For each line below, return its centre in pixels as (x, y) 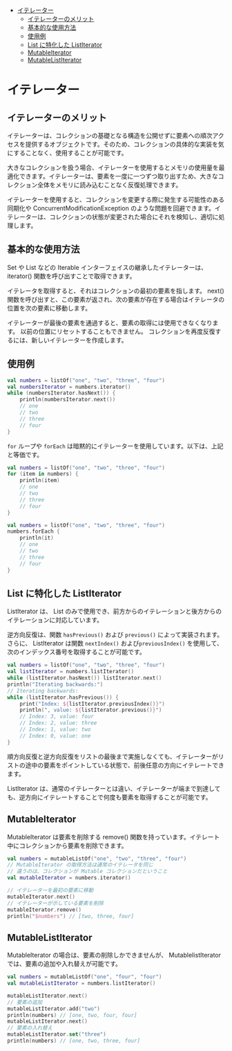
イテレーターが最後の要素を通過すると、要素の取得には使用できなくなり (110, 322)
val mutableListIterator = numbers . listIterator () (81, 984)
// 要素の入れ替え (30, 1028)
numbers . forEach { (33, 531)
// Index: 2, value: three (58, 723)
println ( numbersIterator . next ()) (68, 400)
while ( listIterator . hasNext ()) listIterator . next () (85, 678)
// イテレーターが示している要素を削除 (56, 903)
